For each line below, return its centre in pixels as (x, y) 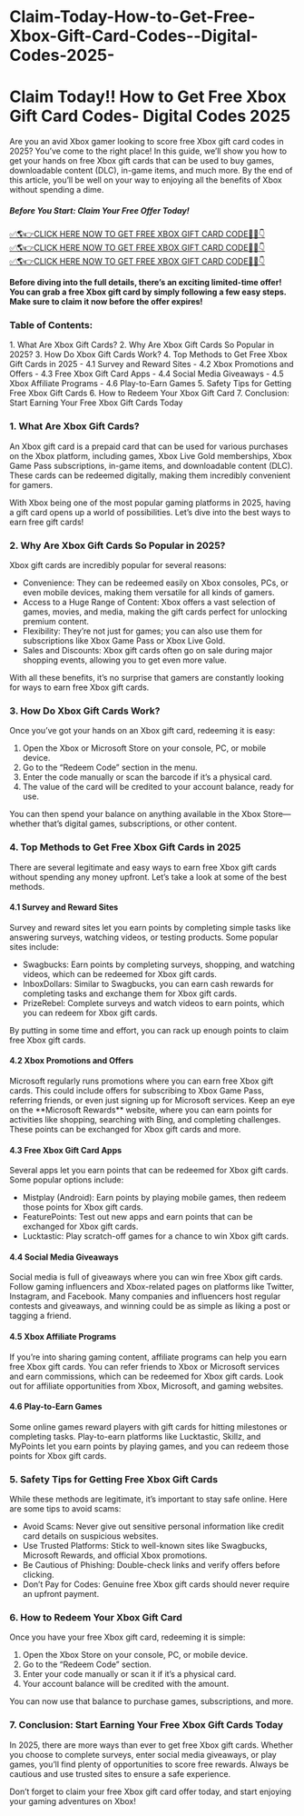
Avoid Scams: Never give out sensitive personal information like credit (153, 1527)
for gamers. (31, 484)
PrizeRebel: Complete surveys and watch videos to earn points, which (153, 1003)
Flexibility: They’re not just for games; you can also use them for (142, 631)
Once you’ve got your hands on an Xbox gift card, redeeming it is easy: (142, 731)
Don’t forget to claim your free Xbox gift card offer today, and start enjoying (151, 1791)
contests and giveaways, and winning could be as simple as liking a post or (150, 1306)
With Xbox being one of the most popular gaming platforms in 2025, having (150, 503)
